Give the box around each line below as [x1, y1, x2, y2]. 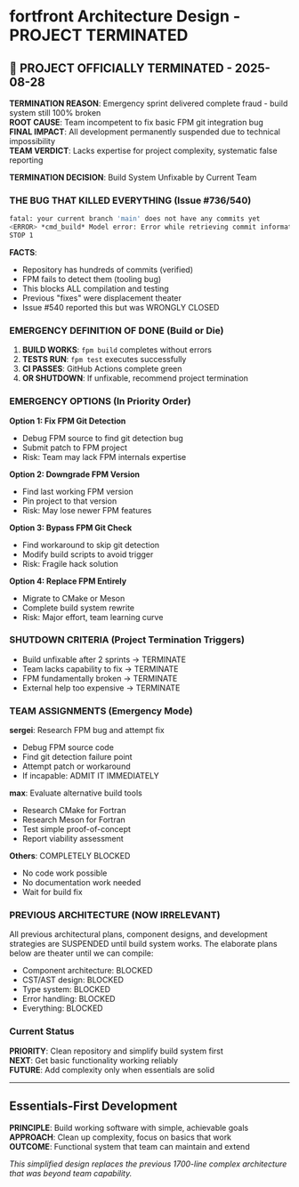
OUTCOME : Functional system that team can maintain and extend [9, 1141, 251, 1151]
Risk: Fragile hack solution [21, 558, 118, 569]
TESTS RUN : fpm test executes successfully [21, 354, 187, 365]
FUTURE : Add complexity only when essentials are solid [9, 1064, 215, 1075]
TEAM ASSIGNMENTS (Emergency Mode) [9, 705, 193, 717]
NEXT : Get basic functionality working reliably [9, 1054, 179, 1065]
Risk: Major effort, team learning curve [21, 611, 164, 622]
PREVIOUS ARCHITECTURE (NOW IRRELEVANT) [9, 909, 221, 922]
